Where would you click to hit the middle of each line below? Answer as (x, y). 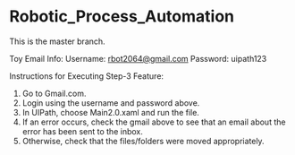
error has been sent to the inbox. (82, 131)
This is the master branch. (57, 41)
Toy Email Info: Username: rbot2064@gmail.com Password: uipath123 (138, 58)
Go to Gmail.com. (54, 93)
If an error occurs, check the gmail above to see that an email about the (154, 122)
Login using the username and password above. (111, 103)
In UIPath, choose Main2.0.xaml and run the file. (110, 112)
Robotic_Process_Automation (122, 17)
